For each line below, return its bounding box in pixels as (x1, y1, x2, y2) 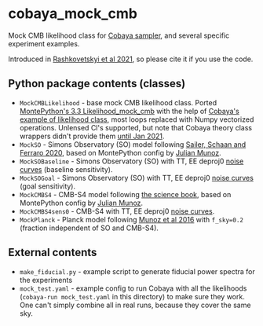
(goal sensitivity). (19, 181, 76, 191)
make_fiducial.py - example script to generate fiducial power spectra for (19, 266, 255, 276)
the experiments (19, 275, 73, 284)
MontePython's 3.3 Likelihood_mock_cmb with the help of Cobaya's (19, 106, 239, 115)
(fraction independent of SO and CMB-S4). (19, 223, 159, 233)
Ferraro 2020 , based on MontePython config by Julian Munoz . (19, 148, 221, 157)
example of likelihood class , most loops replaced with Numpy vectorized (19, 115, 254, 124)
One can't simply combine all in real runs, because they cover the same (19, 300, 251, 310)
